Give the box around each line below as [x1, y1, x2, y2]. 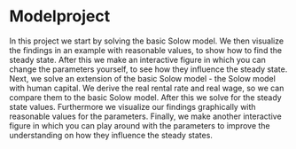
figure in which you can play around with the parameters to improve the [9, 120, 270, 130]
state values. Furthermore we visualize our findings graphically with [9, 101, 256, 112]
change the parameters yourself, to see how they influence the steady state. [9, 64, 288, 74]
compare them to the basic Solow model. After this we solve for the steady [9, 91, 282, 103]
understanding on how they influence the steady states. [9, 129, 213, 140]
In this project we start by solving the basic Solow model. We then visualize [9, 35, 284, 46]
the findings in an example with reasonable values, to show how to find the [9, 44, 282, 55]
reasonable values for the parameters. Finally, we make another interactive [9, 111, 282, 122]
